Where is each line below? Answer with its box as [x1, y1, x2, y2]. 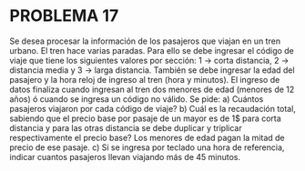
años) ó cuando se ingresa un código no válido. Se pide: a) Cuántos [9, 93, 264, 105]
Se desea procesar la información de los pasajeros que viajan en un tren [9, 35, 280, 46]
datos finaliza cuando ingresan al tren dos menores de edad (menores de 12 [9, 84, 295, 95]
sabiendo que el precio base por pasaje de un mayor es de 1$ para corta [9, 113, 282, 124]
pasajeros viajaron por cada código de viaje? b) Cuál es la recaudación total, [9, 103, 296, 114]
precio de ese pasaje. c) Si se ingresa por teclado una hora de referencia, [9, 142, 285, 153]
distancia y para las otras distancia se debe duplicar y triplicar [9, 122, 243, 133]
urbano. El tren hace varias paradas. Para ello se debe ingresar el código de [9, 45, 294, 55]
